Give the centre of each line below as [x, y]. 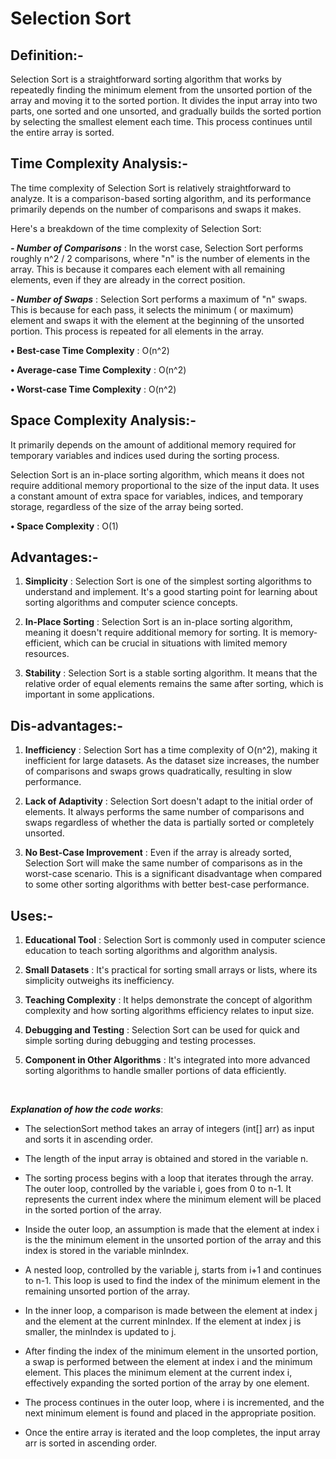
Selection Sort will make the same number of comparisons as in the [163, 863]
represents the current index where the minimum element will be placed [173, 1199]
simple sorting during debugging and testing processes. [140, 1041]
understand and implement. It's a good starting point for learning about [171, 592]
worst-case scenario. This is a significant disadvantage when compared [173, 874]
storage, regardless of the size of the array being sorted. [127, 506]
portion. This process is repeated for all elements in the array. [137, 331]
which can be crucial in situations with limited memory [175, 643]
